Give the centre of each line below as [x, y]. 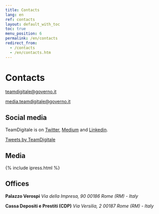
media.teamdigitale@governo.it [38, 102]
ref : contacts [20, 19]
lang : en [14, 15]
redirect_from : [21, 43]
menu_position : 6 [24, 34]
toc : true [16, 29]
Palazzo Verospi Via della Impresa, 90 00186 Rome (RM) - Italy [72, 196]
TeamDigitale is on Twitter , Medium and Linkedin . [57, 130]
